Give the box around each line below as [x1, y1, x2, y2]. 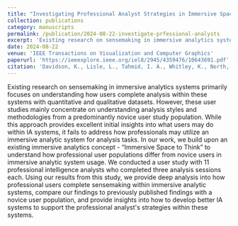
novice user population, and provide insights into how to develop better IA [7, 196, 223, 204]
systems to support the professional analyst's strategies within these [7, 203, 208, 211]
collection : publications [7, 17, 84, 24]
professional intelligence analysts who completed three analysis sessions [7, 165, 222, 174]
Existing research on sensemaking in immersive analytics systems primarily [7, 82, 228, 91]
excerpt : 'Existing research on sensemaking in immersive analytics [7, 37, 214, 44]
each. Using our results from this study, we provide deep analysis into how [7, 173, 225, 181]
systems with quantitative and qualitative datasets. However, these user [7, 97, 217, 106]
